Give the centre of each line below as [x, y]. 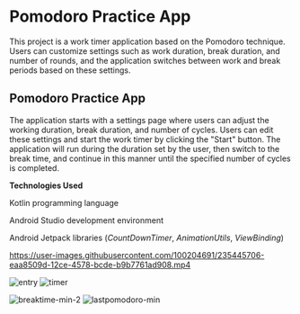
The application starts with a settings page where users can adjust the [139, 120]
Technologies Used [46, 185]
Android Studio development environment [87, 220]
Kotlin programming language [64, 202]
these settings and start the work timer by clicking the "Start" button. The [145, 139]
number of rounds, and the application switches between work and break [145, 60]
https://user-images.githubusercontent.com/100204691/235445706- [137, 255]
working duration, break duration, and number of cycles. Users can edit [141, 130]
